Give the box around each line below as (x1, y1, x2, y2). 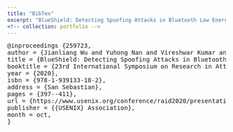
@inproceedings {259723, (7, 42, 92, 50)
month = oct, (7, 111, 52, 119)
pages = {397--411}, (7, 91, 78, 98)
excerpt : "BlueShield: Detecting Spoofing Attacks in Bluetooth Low (7, 17, 209, 23)
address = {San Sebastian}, (7, 84, 103, 91)
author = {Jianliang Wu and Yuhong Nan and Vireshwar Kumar (7, 49, 216, 57)
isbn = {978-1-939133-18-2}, (7, 77, 106, 84)
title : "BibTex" (7, 10, 54, 17)
